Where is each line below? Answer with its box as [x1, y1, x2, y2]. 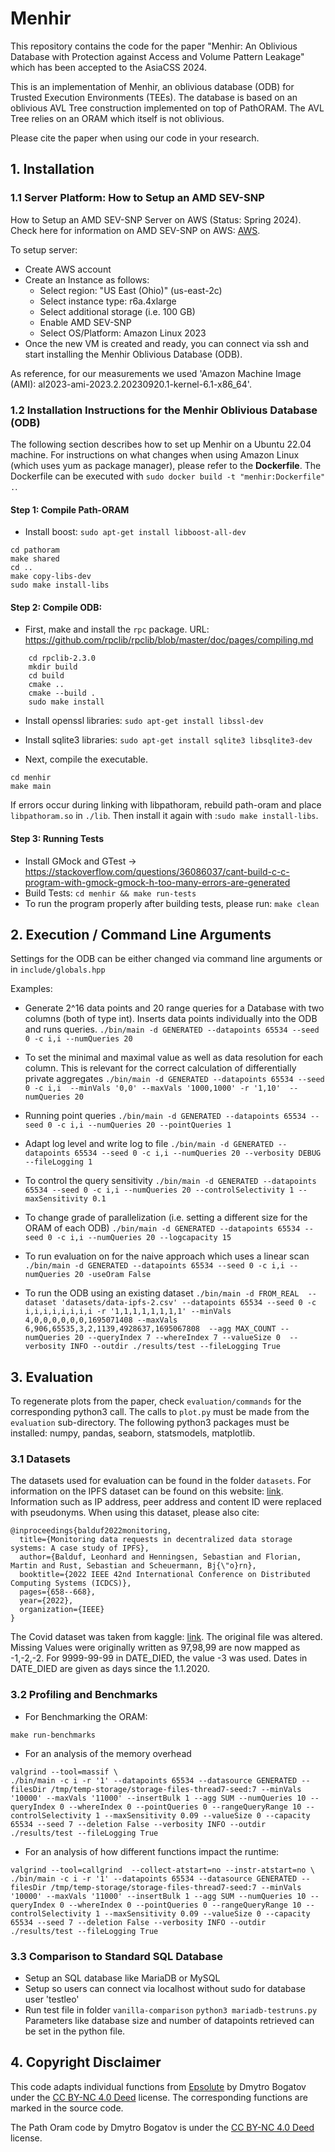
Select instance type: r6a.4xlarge [39, 295, 177, 307]
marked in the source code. [10, 2102, 124, 2114]
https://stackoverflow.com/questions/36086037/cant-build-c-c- [24, 865, 290, 877]
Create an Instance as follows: [24, 273, 150, 286]
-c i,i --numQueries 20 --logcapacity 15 [56, 1233, 232, 1243]
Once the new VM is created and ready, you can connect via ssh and [24, 337, 310, 349]
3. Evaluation [10, 1368, 94, 1386]
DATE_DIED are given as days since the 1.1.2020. [10, 1663, 211, 1675]
